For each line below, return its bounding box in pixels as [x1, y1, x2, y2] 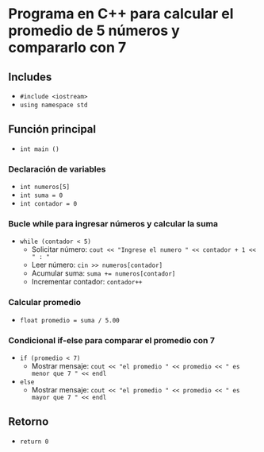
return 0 [19, 438, 49, 446]
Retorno [8, 415, 49, 429]
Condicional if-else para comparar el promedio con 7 [8, 334, 216, 346]
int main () [19, 145, 59, 153]
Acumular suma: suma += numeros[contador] [31, 268, 176, 278]
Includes [8, 70, 52, 83]
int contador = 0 [19, 200, 78, 208]
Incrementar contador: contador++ [31, 277, 143, 287]
